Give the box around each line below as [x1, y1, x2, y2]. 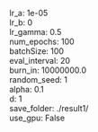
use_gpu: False [9, 112, 66, 123]
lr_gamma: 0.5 [9, 27, 62, 37]
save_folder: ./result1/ [9, 103, 89, 113]
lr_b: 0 [9, 17, 33, 28]
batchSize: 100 [9, 46, 65, 57]
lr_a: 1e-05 [9, 8, 49, 18]
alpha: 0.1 [9, 84, 44, 94]
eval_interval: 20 [9, 56, 70, 66]
